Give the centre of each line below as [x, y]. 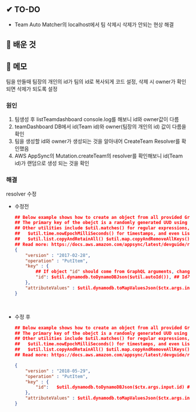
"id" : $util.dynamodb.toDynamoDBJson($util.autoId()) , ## [108, 277]
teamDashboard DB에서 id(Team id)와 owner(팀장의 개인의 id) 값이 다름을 [100, 127]
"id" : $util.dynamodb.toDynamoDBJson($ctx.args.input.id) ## [114, 387]
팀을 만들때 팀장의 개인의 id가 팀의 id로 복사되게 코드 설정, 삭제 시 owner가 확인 [96, 82]
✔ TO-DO [23, 10]
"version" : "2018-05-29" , [58, 371]
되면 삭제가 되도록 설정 [32, 89]
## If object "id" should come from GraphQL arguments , [105, 272]
